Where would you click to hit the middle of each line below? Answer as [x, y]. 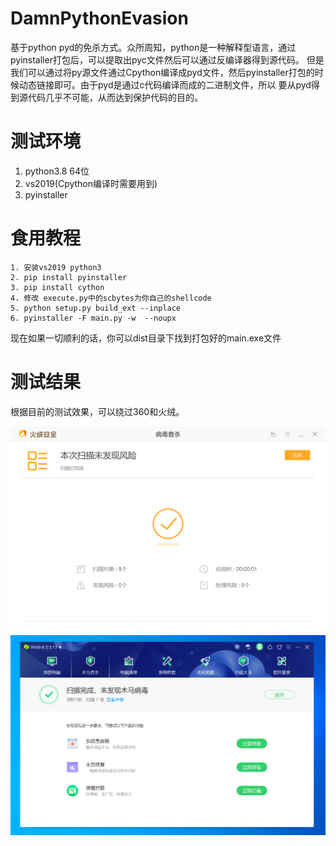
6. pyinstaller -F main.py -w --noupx [93, 318]
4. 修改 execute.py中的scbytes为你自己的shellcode [111, 298]
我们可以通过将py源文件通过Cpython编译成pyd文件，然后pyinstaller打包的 [162, 72]
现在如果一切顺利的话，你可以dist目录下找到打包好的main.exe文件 [146, 338]
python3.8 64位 [57, 171]
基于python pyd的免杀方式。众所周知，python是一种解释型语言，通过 [153, 47]
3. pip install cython [57, 287]
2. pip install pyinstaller [69, 277]
